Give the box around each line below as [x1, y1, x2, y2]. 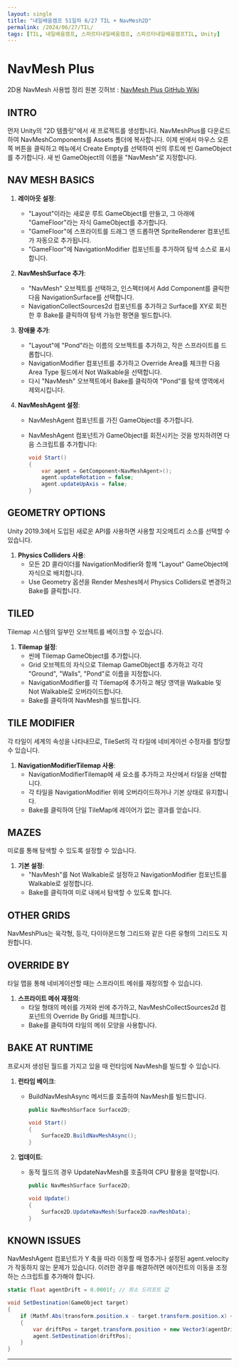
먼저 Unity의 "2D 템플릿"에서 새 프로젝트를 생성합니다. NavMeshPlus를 [7, 126, 206, 135]
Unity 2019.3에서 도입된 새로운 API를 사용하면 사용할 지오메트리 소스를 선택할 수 [7, 527, 230, 535]
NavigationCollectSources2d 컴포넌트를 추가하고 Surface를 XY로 [28, 301, 214, 310]
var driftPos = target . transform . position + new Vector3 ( [33, 1326, 208, 1333]
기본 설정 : [17, 862, 45, 870]
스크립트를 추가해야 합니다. [20, 1272, 95, 1281]
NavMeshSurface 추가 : [17, 269, 86, 277]
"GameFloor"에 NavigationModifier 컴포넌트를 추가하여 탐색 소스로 [28, 244, 218, 253]
